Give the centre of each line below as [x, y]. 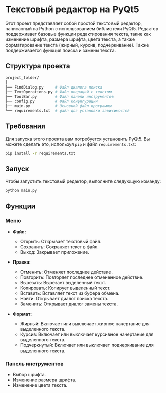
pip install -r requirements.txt [40, 153]
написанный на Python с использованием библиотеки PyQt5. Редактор [82, 28]
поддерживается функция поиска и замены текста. [61, 50]
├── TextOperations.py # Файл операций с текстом [59, 92]
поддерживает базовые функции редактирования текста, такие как [78, 34]
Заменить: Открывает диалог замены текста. [69, 304]
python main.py [21, 191]
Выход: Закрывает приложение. [54, 252]
